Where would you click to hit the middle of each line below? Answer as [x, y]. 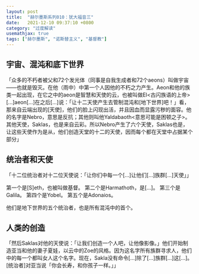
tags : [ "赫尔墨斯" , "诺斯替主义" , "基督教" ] [57, 39]
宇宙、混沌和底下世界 [45, 65]
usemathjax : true [28, 34]
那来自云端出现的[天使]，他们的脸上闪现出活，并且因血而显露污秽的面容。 [96, 109]
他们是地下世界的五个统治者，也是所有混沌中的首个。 [71, 207]
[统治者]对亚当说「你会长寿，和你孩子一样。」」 [63, 265]
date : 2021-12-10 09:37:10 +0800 [50, 22]
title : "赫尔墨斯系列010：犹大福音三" [50, 17]
